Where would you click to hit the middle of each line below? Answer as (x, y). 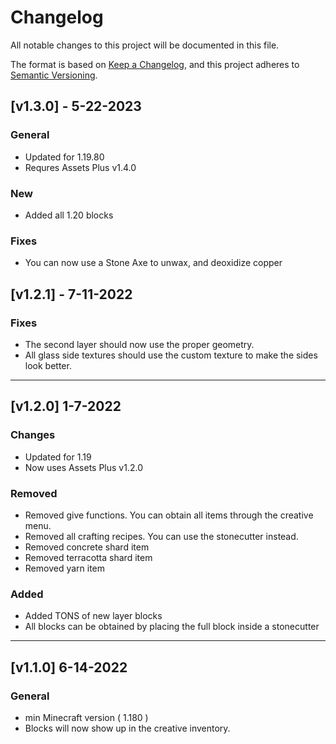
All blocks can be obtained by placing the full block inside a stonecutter (172, 627)
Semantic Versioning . (54, 75)
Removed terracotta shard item (88, 557)
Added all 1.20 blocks (69, 215)
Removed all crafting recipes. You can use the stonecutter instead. (161, 536)
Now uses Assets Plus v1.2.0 (83, 467)
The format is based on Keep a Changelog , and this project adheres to (155, 64)
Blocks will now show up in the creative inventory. (127, 728)
